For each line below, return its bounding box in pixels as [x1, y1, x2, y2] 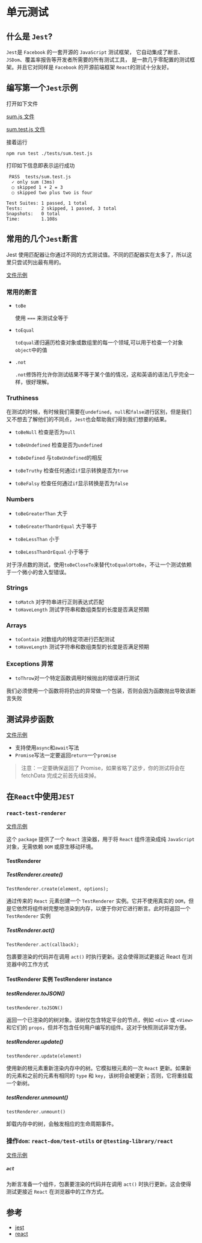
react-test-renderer [6, 810, 67, 816]
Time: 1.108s [6, 216, 58, 222]
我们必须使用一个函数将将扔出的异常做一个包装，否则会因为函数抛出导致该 [6, 687, 191, 695]
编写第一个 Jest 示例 [6, 83, 78, 93]
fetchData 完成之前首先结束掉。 [20, 772, 100, 779]
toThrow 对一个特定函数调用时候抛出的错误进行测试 [14, 674, 139, 681]
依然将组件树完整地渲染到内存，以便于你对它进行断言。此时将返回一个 [16, 905, 191, 912]
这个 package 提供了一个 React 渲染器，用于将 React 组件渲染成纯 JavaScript [6, 835, 195, 842]
